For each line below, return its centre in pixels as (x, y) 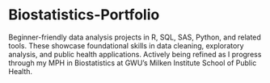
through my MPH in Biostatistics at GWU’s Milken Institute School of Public (133, 63)
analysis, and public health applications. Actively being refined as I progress (135, 54)
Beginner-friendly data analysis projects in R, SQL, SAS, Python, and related (135, 37)
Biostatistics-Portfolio (84, 15)
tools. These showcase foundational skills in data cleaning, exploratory (126, 45)
